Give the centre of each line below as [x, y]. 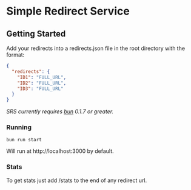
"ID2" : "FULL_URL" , [42, 83]
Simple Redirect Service [68, 11]
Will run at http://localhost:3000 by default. [60, 151]
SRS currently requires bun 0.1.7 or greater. [60, 111]
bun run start [24, 140]
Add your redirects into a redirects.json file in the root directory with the [96, 48]
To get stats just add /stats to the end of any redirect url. [77, 180]
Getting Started [36, 34]
